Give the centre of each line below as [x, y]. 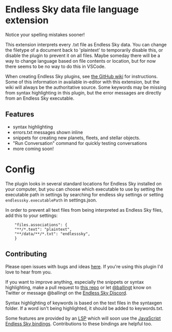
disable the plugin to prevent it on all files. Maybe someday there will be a [83, 56]
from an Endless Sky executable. [40, 98]
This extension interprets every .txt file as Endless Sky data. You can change [86, 44]
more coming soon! [33, 149]
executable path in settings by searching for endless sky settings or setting [84, 194]
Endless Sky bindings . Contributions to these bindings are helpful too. [79, 324]
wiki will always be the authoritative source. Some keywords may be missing [86, 87]
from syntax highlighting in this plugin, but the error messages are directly [83, 93]
